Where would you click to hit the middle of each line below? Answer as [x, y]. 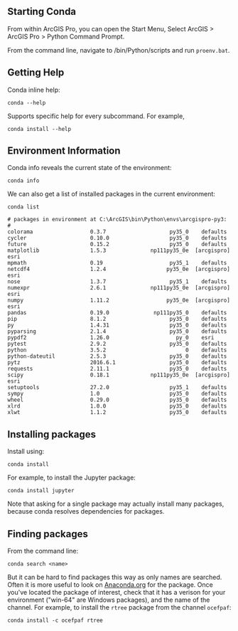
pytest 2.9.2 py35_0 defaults [117, 344]
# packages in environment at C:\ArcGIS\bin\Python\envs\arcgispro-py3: [117, 220]
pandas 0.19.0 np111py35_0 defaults [117, 313]
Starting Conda [42, 12]
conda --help [27, 102]
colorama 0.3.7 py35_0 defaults [117, 232]
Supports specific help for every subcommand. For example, [96, 116]
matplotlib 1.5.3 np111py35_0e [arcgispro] [119, 251]
